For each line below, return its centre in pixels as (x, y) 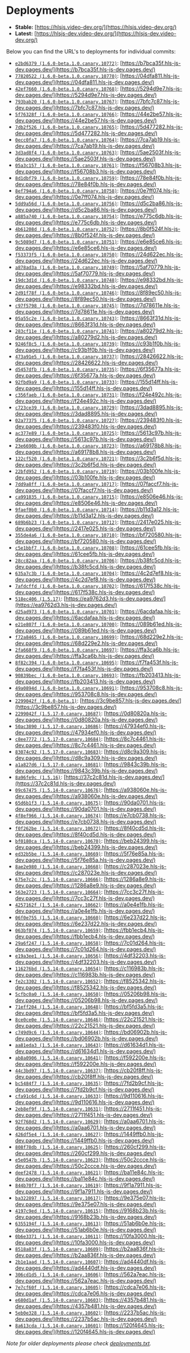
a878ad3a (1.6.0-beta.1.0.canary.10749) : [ (68, 267)
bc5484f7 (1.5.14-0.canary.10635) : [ (60, 1083)
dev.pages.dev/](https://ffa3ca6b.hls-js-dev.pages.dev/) (85, 656)
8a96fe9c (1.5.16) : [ (40, 777)
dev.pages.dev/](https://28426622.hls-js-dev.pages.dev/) (86, 362)
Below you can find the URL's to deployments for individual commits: (91, 51)
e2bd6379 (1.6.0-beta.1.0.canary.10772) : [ (68, 63)
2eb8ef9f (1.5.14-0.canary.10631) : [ (60, 1108)
